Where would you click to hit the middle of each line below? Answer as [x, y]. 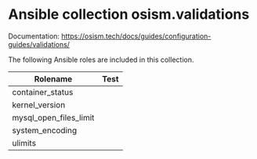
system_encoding [45, 130]
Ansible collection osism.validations [129, 14]
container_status [43, 92]
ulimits [24, 143]
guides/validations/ [39, 44]
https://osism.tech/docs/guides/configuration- [136, 36]
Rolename [53, 78]
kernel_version [39, 105]
